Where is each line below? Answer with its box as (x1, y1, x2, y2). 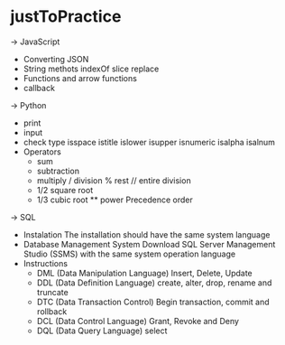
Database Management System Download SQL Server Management (23, 238, 276, 249)
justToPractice (10, 6, 122, 27)
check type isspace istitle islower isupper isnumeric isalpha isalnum (23, 136, 276, 147)
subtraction (36, 165, 80, 176)
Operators (23, 146, 61, 157)
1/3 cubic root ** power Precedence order (36, 194, 193, 205)
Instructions (23, 257, 69, 268)
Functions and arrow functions (23, 72, 138, 83)
